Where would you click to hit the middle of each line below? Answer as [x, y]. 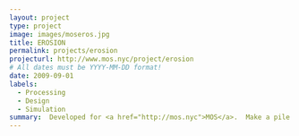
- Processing [42, 92]
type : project [36, 26]
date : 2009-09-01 [42, 76]
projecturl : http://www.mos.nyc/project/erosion [102, 59]
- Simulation [42, 109]
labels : [24, 84]
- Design [34, 101]
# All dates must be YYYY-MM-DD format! [86, 68]
